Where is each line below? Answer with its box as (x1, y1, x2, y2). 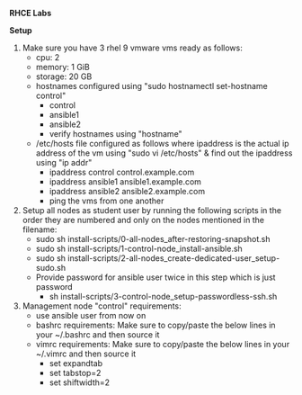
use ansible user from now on (35, 310, 147, 320)
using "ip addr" (35, 157, 93, 167)
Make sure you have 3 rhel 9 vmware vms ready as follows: (22, 42, 243, 53)
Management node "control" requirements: (22, 301, 182, 311)
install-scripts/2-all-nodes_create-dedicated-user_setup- (67, 253, 280, 264)
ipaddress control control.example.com (49, 166, 195, 177)
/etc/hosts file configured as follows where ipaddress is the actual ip (35, 139, 289, 148)
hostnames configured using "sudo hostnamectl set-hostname (35, 81, 268, 91)
